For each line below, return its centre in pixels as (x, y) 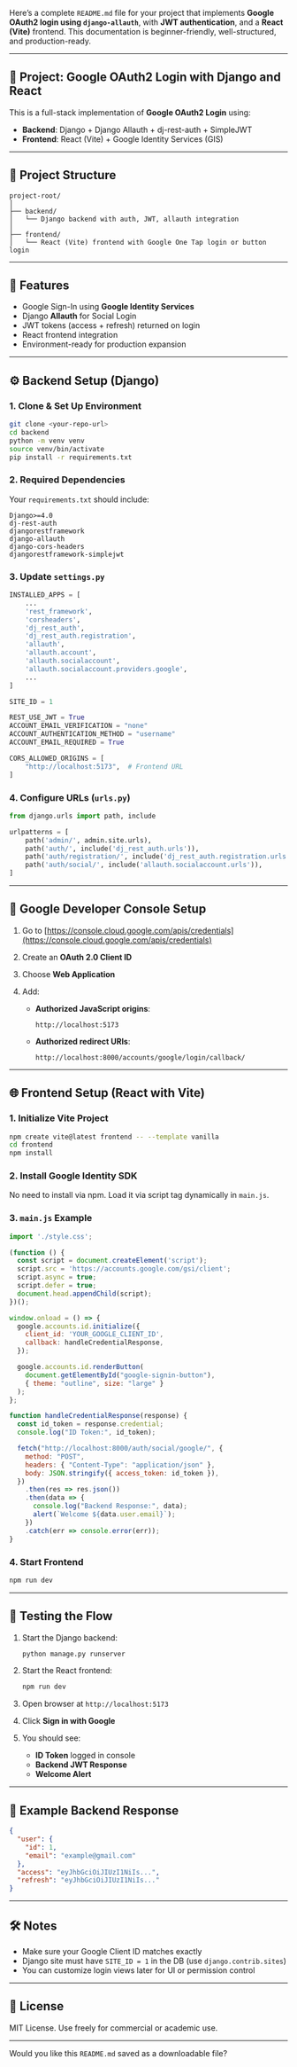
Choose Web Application (69, 974)
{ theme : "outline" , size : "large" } (95, 1383)
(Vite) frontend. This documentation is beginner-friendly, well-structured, (143, 31)
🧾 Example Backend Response (94, 1810)
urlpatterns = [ (39, 832)
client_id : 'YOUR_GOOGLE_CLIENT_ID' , (95, 1335)
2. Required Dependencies (67, 480)
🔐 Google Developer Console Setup (108, 909)
